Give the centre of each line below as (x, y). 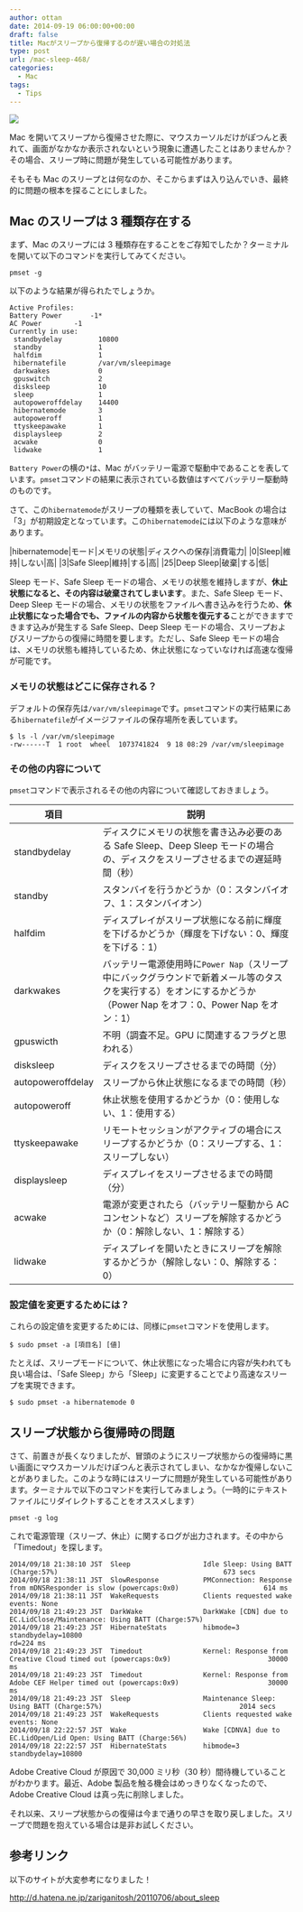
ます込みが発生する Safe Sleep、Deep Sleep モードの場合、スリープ (143, 627)
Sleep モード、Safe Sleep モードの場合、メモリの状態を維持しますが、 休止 (149, 582)
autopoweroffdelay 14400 (66, 403)
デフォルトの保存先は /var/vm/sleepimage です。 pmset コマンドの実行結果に (147, 708)
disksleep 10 (60, 387)
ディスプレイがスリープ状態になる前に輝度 (192, 920)
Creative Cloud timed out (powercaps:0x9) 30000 (149, 1659)
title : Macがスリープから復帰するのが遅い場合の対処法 (100, 43)
